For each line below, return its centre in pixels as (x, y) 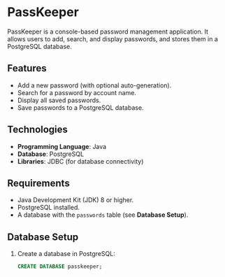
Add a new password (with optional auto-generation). (94, 85)
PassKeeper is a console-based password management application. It (108, 31)
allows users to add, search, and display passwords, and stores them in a (113, 38)
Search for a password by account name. (77, 92)
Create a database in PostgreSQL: (66, 254)
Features (27, 68)
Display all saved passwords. (59, 100)
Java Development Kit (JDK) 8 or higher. (75, 200)
